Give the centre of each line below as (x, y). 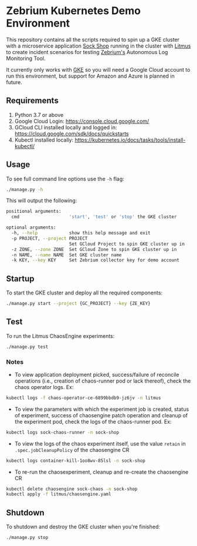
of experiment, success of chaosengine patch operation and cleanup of (101, 415)
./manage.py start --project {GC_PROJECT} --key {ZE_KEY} (78, 304)
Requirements (32, 101)
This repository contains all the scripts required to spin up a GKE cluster (93, 39)
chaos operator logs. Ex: (44, 387)
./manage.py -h (25, 189)
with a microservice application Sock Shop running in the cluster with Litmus (98, 46)
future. (14, 82)
